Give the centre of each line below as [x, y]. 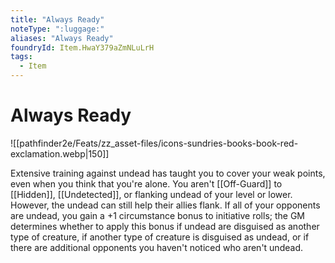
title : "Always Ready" [57, 19]
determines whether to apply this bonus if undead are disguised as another [165, 226]
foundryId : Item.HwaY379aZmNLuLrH [82, 47]
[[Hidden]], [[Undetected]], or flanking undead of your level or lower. [151, 194]
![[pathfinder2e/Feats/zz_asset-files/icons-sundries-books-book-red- [154, 143]
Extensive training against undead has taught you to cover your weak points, [168, 173]
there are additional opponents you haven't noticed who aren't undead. [156, 247]
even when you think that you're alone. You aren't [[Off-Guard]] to [146, 183]
